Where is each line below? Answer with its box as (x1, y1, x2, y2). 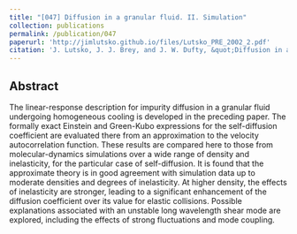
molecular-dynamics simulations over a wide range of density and (9, 148, 250, 159)
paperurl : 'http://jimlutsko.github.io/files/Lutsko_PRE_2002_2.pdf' (9, 37, 271, 47)
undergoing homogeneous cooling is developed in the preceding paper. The (9, 111, 286, 122)
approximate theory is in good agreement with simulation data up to (9, 167, 256, 177)
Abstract (9, 79, 59, 94)
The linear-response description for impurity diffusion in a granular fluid (9, 102, 270, 112)
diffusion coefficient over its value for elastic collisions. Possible (9, 195, 243, 206)
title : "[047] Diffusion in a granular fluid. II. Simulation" (9, 12, 247, 22)
